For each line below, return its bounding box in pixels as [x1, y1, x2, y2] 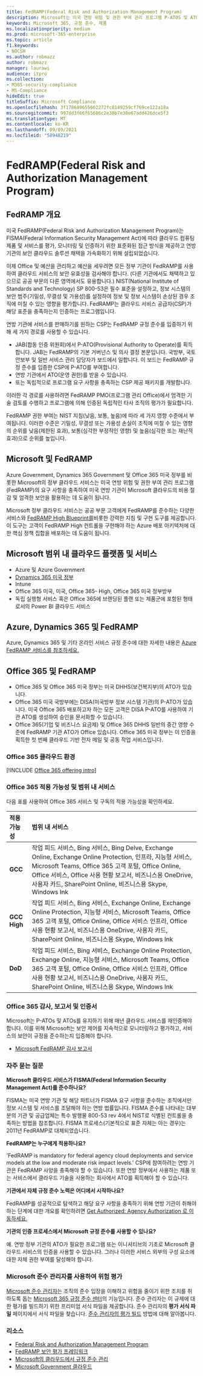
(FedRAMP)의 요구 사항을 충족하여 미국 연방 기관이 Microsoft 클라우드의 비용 [6, 486, 189, 493]
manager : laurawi [6, 65, 50, 71]
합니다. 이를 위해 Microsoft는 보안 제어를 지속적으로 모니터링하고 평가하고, [6, 1025, 181, 1032]
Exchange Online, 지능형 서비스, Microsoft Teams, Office [31, 955, 190, 964]
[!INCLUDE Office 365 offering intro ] [6, 767, 97, 774]
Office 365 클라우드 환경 [6, 753, 76, 761]
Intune [14, 580, 31, 587]
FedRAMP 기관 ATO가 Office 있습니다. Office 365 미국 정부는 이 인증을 [26, 729, 196, 736]
